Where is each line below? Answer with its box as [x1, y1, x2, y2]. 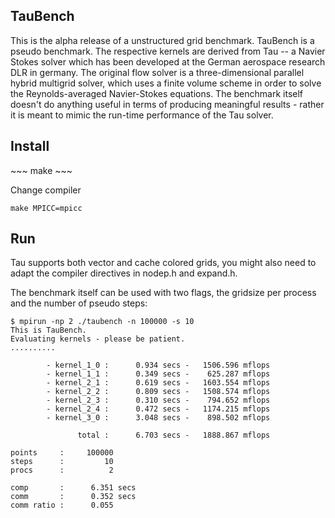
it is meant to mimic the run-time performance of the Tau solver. [10, 109, 274, 121]
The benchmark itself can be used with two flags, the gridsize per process [10, 287, 317, 299]
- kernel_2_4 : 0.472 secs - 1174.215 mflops [46, 404, 271, 414]
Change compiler [10, 184, 82, 196]
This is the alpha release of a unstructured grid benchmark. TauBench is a [10, 34, 315, 46]
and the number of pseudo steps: [10, 297, 148, 309]
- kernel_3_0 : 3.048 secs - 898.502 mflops [46, 413, 271, 423]
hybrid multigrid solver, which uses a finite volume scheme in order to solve [10, 77, 322, 89]
